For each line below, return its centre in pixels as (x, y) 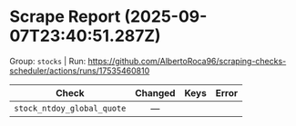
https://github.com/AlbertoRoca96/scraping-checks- (187, 61)
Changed (155, 92)
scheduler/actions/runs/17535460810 (80, 71)
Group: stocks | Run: (48, 61)
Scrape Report (65, 17)
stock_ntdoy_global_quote (70, 108)
